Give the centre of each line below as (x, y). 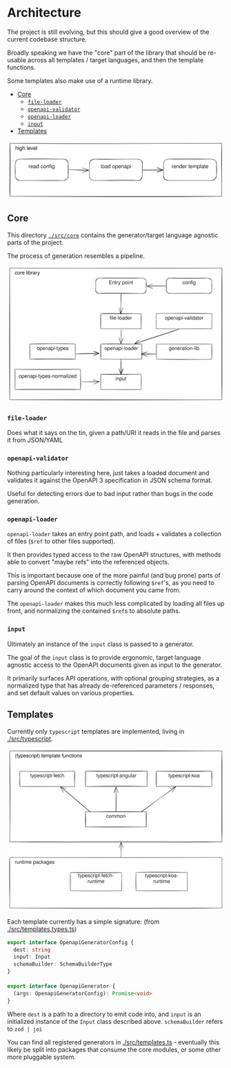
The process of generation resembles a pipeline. (76, 256)
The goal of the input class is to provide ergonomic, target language (104, 657)
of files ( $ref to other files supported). (61, 542)
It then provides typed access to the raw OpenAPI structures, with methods (114, 555)
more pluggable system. (41, 1057)
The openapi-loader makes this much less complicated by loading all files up (116, 604)
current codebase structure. (47, 39)
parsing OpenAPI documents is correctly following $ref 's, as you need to (111, 583)
